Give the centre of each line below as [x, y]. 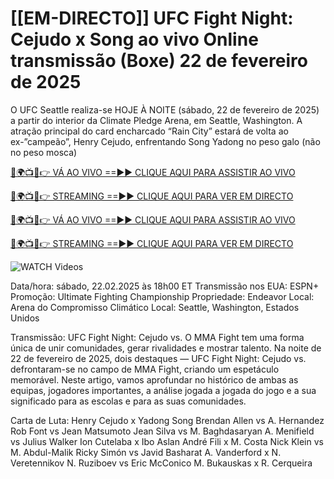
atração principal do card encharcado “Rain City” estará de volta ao [149, 131]
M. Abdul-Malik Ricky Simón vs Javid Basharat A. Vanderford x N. [146, 452]
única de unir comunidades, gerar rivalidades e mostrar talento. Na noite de [166, 348]
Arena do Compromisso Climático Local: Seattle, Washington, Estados [155, 307]
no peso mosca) [44, 152]
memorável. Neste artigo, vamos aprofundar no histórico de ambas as [154, 379]
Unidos [25, 318]
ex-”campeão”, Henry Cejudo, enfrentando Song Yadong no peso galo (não [165, 141]
